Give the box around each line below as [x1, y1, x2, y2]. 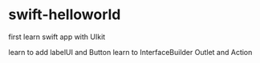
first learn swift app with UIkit [8, 32, 106, 41]
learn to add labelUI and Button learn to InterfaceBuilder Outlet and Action [8, 47, 253, 57]
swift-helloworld [8, 6, 121, 24]
